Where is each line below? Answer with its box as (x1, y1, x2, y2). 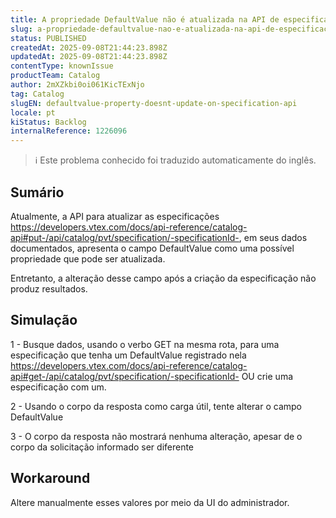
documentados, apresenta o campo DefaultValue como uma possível (10, 242, 295, 254)
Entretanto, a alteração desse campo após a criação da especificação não (10, 272, 317, 284)
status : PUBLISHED (10, 33, 87, 43)
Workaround (10, 470, 91, 487)
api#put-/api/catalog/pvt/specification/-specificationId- (10, 231, 240, 243)
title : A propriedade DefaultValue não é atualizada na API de (10, 14, 280, 25)
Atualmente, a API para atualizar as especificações (10, 210, 220, 222)
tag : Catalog (10, 89, 65, 99)
